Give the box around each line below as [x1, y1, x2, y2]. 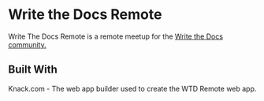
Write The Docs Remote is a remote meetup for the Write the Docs [8, 32, 223, 41]
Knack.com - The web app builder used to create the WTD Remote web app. [8, 84, 257, 93]
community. [8, 39, 46, 49]
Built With [8, 63, 58, 77]
